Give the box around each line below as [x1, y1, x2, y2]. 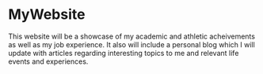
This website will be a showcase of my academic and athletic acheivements [8, 31, 256, 41]
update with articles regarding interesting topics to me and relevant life [8, 48, 239, 57]
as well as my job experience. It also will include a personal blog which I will [8, 39, 255, 49]
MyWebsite [8, 6, 86, 24]
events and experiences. [8, 57, 89, 66]
